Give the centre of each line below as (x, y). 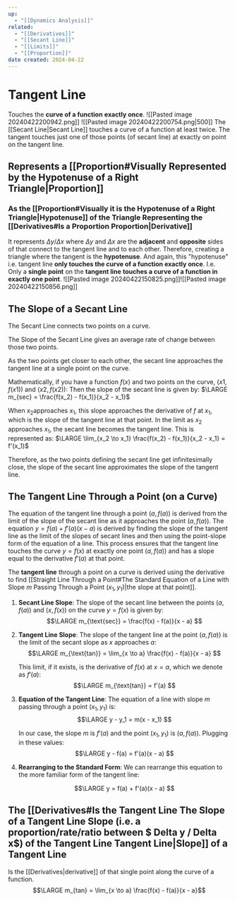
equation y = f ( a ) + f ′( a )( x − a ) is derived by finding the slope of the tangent (118, 529)
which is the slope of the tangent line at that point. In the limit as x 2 (105, 420)
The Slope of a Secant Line (68, 309)
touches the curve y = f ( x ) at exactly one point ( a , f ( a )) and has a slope (111, 551)
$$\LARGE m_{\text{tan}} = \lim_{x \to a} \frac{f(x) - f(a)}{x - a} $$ (124, 653)
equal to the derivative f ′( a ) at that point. (67, 559)
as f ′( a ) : (30, 674)
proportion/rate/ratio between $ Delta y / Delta (113, 833)
